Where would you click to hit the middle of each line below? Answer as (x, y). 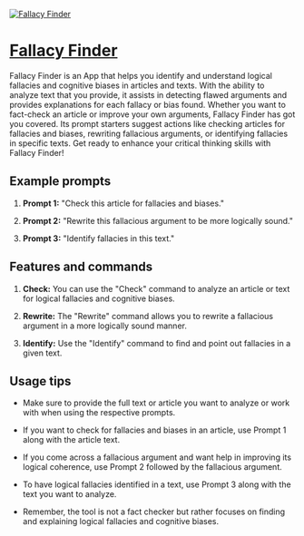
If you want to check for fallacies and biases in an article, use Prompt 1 (154, 430)
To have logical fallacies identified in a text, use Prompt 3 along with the (157, 484)
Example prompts (60, 181)
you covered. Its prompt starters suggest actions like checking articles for (147, 123)
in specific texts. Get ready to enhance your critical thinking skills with (140, 143)
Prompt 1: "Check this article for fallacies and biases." (123, 203)
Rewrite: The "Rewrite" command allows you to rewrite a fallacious (148, 316)
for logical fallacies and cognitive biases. (98, 298)
